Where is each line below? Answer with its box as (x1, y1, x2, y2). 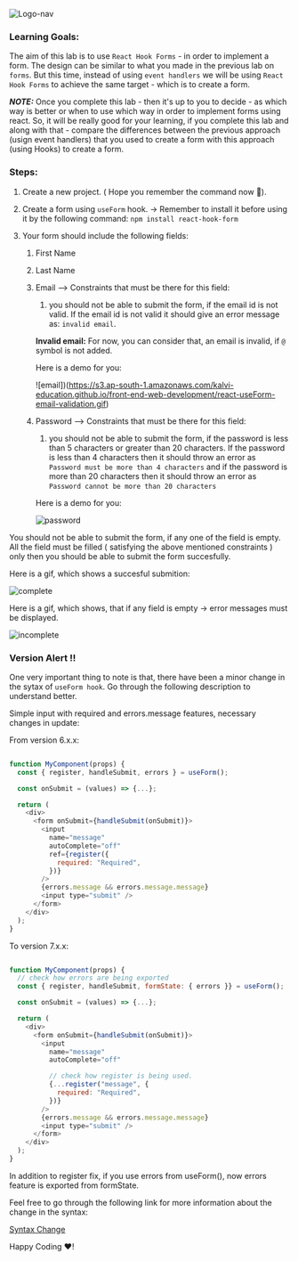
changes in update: (9, 717, 80, 728)
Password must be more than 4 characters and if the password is (48, 461, 287, 472)
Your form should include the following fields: (21, 230, 189, 240)
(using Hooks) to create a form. (9, 143, 125, 155)
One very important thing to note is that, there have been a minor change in (9, 671, 286, 682)
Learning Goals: (9, 30, 80, 43)
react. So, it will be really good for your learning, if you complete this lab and (9, 116, 289, 126)
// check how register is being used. (48, 1071, 193, 1081)
